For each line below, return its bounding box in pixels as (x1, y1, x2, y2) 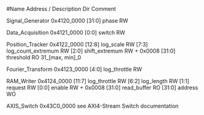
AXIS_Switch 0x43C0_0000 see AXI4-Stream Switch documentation (6, 102, 179, 109)
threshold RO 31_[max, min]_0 (6, 54, 81, 61)
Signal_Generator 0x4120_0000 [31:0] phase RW (6, 17, 129, 24)
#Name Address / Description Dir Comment (6, 6, 116, 12)
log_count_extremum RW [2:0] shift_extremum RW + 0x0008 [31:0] (6, 47, 176, 54)
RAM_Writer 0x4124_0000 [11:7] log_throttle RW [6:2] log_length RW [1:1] (6, 78, 190, 84)
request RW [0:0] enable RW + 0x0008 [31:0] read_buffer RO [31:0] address (6, 84, 198, 91)
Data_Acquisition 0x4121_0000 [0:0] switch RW (6, 29, 126, 36)
